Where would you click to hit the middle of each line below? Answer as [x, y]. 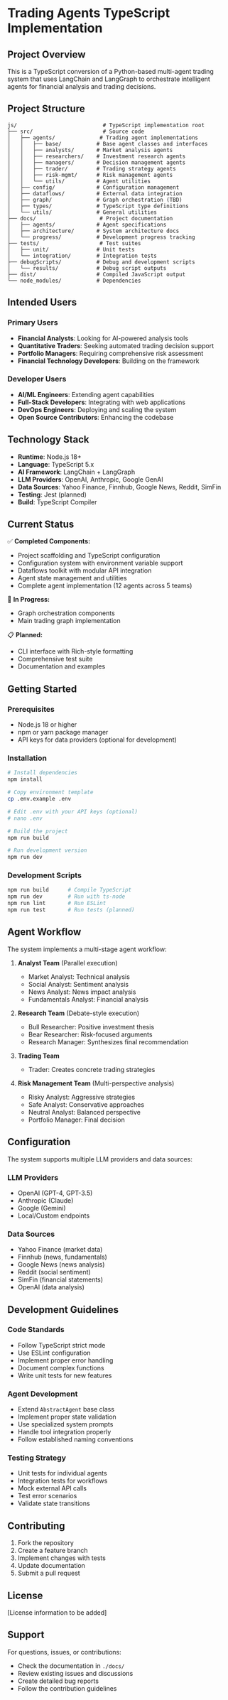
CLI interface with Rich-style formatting [75, 651]
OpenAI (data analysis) [51, 1287]
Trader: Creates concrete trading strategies [92, 1069]
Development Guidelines [63, 1310]
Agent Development [43, 1394]
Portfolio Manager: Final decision [77, 1120]
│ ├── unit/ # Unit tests [71, 249]
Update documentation [51, 1566]
